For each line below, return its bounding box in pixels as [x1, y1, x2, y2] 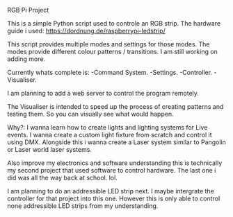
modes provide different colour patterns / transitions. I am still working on [7, 48, 218, 55]
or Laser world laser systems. [7, 146, 93, 153]
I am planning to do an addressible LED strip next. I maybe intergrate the [7, 187, 214, 195]
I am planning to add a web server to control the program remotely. [7, 89, 200, 97]
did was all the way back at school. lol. [7, 173, 118, 182]
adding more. [7, 55, 46, 63]
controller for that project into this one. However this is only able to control [7, 194, 220, 202]
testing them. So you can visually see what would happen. [7, 110, 174, 118]
